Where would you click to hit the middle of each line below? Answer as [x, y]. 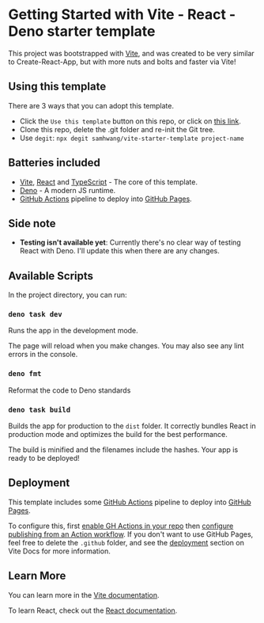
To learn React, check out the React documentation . [93, 610]
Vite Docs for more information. [59, 551]
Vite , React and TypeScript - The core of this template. [108, 182]
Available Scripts [51, 276]
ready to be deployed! [44, 458]
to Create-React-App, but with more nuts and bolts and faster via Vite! [122, 62]
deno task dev [35, 315]
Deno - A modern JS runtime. [68, 190]
